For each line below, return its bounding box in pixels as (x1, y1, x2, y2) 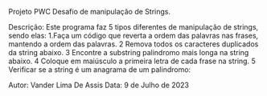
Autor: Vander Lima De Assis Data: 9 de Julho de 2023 (8, 80, 190, 90)
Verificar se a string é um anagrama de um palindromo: (8, 65, 191, 74)
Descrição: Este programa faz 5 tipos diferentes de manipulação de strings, (8, 22, 259, 31)
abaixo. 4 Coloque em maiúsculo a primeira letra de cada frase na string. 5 (8, 56, 256, 66)
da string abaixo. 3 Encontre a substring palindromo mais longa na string (8, 48, 249, 57)
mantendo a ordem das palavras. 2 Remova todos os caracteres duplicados (8, 39, 259, 49)
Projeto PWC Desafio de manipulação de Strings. (8, 7, 171, 16)
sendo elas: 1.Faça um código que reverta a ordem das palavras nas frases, (8, 31, 259, 40)
